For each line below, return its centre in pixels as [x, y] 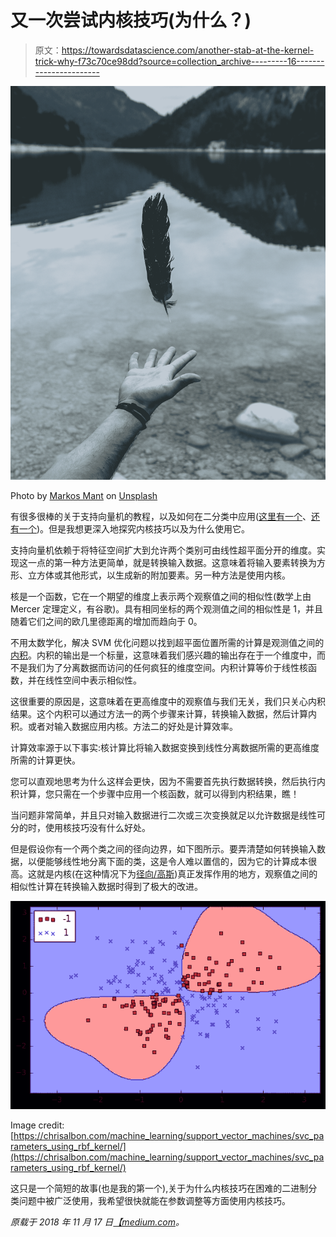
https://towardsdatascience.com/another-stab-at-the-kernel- [188, 50]
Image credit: [37, 1125]
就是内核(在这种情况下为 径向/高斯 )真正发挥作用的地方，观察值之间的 [177, 874]
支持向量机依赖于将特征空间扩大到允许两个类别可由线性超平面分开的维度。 [163, 550]
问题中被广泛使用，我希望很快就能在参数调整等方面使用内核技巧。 [154, 1201]
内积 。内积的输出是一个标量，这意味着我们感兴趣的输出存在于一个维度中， [163, 655]
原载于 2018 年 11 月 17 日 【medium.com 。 [97, 1222]
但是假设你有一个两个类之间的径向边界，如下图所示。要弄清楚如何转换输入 [163, 849]
